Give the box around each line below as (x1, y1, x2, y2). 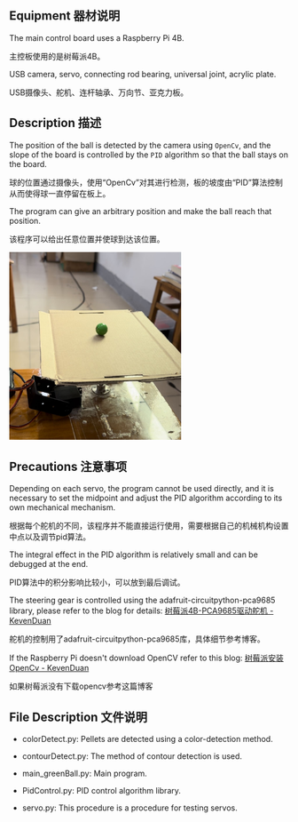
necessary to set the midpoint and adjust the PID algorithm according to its (9, 492, 283, 504)
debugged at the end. (9, 559, 89, 570)
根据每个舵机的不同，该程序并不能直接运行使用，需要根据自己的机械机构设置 (9, 521, 289, 531)
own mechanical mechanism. (9, 502, 116, 513)
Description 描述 (9, 116, 102, 131)
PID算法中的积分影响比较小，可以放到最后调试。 (9, 577, 185, 588)
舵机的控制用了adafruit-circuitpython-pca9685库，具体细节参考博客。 (9, 634, 266, 644)
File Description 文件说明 (9, 709, 148, 724)
